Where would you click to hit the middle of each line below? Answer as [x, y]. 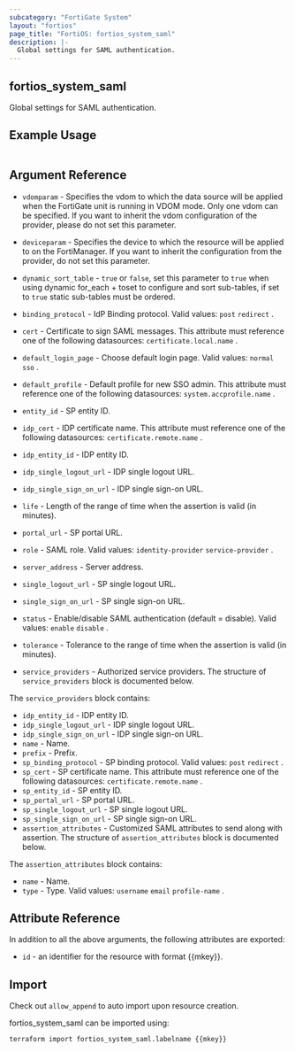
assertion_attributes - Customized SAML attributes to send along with [152, 828]
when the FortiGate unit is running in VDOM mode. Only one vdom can [150, 205]
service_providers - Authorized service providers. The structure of [144, 671]
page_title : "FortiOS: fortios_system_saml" [92, 34]
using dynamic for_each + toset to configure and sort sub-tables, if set [151, 287]
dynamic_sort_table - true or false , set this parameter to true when [145, 278]
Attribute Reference [65, 918]
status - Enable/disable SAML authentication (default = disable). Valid [149, 618]
